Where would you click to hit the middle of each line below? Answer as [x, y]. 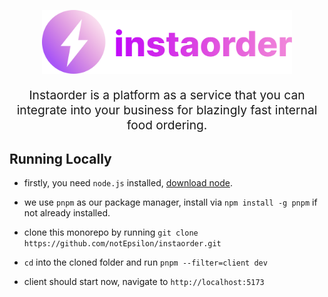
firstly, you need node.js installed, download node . [128, 182]
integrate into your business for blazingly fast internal [167, 110]
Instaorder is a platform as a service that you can [167, 95]
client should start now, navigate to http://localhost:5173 [144, 281]
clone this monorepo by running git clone [111, 232]
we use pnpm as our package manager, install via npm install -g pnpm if [170, 202]
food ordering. [167, 125]
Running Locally [60, 158]
